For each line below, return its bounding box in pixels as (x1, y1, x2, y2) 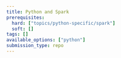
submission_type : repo (6, 43, 64, 49)
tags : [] (6, 31, 29, 37)
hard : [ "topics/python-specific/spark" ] (12, 20, 116, 26)
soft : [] (12, 25, 34, 32)
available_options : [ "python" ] (6, 37, 86, 43)
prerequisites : (6, 14, 45, 21)
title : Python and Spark (6, 8, 69, 15)
